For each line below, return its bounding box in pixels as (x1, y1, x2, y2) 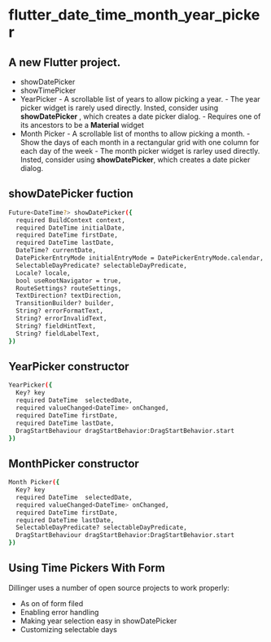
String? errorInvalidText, (15, 315, 107, 323)
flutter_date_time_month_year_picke (8, 6, 260, 24)
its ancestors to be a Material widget (20, 120, 144, 129)
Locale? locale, (15, 269, 71, 277)
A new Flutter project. (8, 55, 121, 69)
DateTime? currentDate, (15, 247, 96, 255)
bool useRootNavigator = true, (15, 277, 122, 285)
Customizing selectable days (20, 624, 118, 634)
